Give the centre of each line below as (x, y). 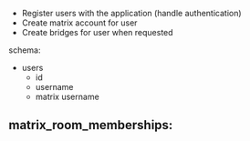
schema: (25, 50)
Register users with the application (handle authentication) (132, 13)
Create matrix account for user (79, 23)
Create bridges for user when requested (98, 32)
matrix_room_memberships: (91, 125)
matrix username (67, 96)
